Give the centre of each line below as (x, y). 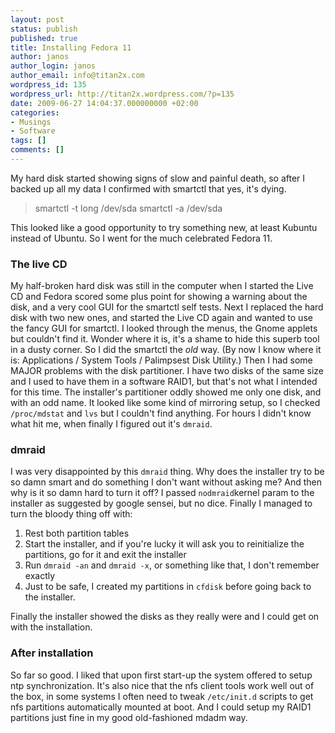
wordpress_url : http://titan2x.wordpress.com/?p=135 (122, 94)
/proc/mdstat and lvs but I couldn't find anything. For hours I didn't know (161, 413)
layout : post (37, 19)
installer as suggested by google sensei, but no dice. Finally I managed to (161, 503)
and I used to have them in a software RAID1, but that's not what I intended (164, 382)
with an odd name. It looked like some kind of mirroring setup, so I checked (165, 403)
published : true (44, 38)
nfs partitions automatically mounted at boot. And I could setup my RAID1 (161, 707)
